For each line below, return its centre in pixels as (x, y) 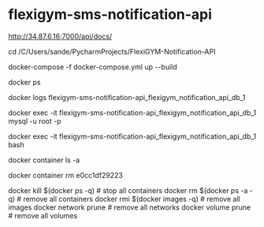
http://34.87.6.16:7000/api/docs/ (60, 36)
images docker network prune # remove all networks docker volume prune (129, 207)
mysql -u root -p (35, 121)
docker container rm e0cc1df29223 (66, 175)
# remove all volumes (43, 215)
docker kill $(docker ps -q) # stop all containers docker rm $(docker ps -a (128, 190)
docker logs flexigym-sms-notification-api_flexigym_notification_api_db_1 (127, 97)
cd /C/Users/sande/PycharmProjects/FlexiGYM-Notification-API (112, 51)
